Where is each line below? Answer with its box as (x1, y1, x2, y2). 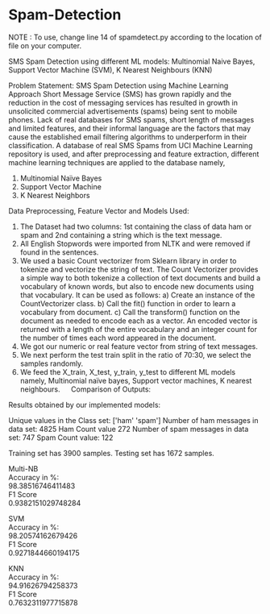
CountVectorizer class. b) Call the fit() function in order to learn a (19, 298, 236, 308)
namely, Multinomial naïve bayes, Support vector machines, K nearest (19, 375, 252, 385)
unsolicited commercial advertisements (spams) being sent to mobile (8, 106, 238, 116)
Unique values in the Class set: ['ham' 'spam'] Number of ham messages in (8, 415, 259, 425)
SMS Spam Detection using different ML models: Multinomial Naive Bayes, (8, 56, 255, 66)
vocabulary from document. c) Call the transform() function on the (19, 307, 240, 317)
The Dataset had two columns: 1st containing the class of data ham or (19, 222, 252, 231)
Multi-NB (8, 463, 39, 473)
